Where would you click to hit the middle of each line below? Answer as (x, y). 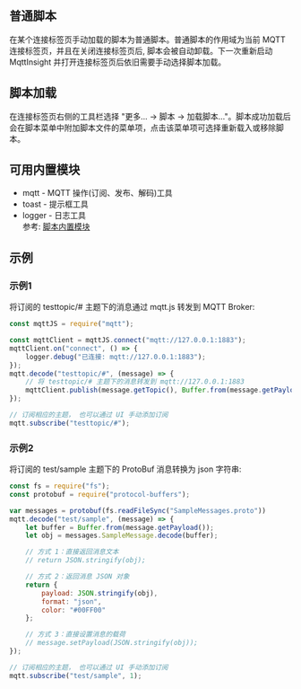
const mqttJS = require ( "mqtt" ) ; (72, 324)
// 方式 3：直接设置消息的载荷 (76, 635)
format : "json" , (72, 601)
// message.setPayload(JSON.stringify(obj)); (112, 643)
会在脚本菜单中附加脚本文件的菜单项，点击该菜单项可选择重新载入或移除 (142, 128)
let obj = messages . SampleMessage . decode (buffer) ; (122, 536)
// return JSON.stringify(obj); (86, 561)
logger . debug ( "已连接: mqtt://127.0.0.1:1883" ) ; (116, 357)
